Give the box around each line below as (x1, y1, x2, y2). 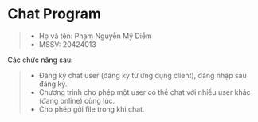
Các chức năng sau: (7, 55, 73, 65)
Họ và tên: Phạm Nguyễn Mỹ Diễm (38, 31, 152, 41)
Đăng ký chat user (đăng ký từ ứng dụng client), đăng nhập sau (38, 70, 248, 80)
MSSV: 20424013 (38, 39, 96, 49)
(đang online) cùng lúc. (38, 96, 115, 105)
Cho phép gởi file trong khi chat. (38, 104, 145, 114)
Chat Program (7, 5, 101, 23)
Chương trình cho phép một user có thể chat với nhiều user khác (38, 87, 252, 96)
